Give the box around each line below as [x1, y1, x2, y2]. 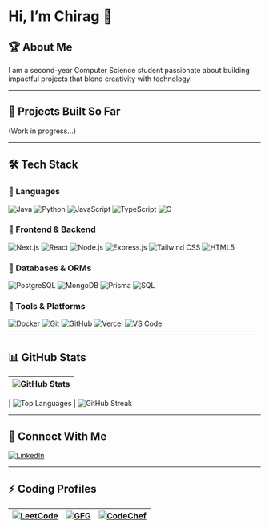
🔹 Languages [8, 186, 60, 197]
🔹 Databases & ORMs [8, 262, 92, 274]
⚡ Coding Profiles [8, 482, 97, 496]
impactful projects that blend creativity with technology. [8, 74, 192, 83]
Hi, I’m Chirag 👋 [8, 7, 113, 26]
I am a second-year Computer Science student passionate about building [8, 66, 250, 75]
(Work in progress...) [8, 126, 77, 136]
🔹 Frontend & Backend [8, 224, 96, 235]
